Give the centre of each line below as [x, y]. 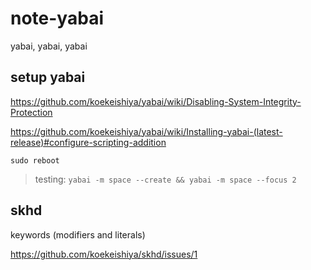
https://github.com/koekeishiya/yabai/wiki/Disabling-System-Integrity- [156, 101]
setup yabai [48, 77]
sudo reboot [35, 160]
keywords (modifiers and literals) [78, 234]
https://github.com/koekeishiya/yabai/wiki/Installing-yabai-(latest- [146, 131]
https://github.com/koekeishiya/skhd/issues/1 [104, 254]
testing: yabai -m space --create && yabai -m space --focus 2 [165, 179]
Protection [31, 112]
